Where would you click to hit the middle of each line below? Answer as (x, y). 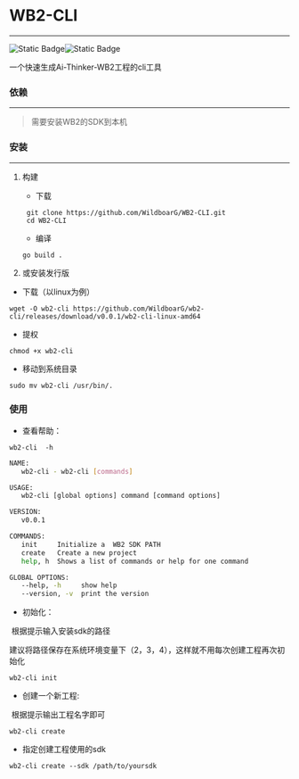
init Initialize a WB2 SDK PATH (91, 544)
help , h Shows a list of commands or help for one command (135, 561)
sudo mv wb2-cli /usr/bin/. (61, 385)
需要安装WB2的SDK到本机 (79, 122)
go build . (42, 255)
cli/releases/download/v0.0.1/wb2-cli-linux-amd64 (105, 316)
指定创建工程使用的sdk (64, 750)
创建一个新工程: (51, 696)
